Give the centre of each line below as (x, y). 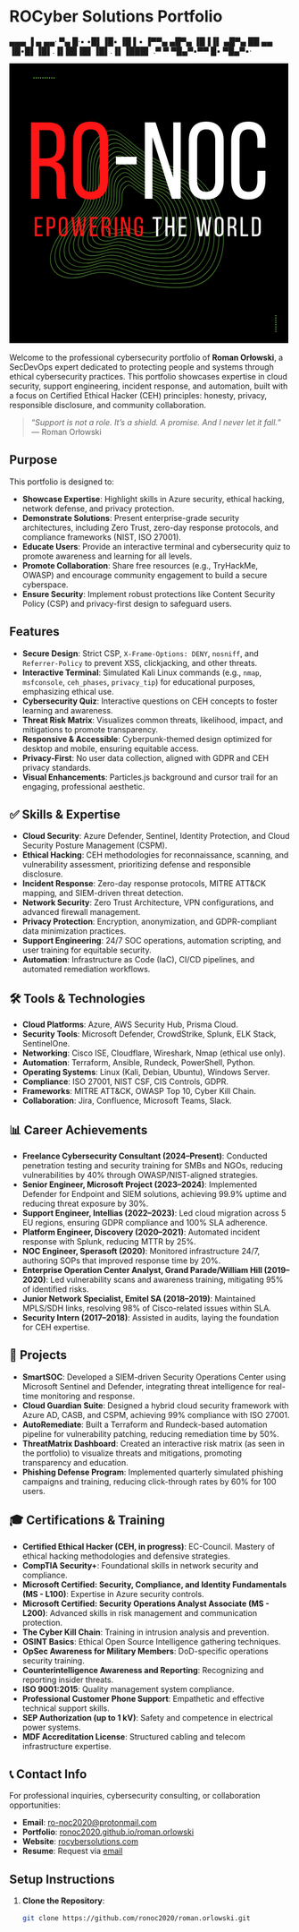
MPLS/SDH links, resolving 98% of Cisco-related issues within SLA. (147, 1308)
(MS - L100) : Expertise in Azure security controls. (113, 1594)
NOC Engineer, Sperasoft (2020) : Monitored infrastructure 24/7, (141, 1251)
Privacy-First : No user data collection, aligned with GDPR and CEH (145, 757)
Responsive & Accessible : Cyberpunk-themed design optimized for (147, 739)
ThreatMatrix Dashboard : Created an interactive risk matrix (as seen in (154, 1443)
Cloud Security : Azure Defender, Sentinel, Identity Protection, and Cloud (156, 836)
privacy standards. (56, 767)
